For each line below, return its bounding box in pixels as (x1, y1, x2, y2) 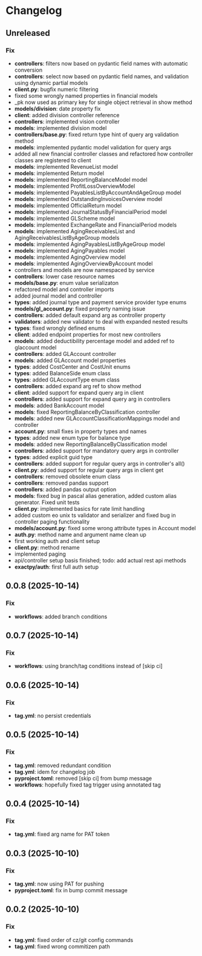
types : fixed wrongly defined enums (14, 324, 105, 332)
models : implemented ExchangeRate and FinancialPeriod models (14, 221, 177, 228)
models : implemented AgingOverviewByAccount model (14, 259, 153, 267)
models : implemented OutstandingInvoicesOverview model (14, 195, 163, 202)
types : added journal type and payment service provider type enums (14, 298, 187, 306)
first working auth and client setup (14, 537, 100, 544)
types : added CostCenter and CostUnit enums (14, 363, 131, 370)
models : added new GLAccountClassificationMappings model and (14, 414, 180, 422)
